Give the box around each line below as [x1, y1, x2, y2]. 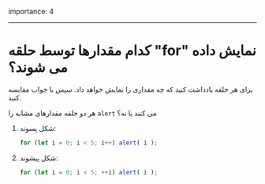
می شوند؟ [8, 58, 69, 77]
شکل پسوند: [19, 123, 57, 133]
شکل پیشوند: [19, 153, 58, 163]
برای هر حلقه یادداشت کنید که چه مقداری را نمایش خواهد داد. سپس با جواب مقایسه [8, 84, 254, 94]
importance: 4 [8, 7, 54, 16]
